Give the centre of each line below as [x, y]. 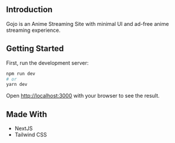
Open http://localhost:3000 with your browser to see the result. [83, 96]
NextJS [24, 128]
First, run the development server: [47, 63]
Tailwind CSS [31, 135]
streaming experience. [33, 30]
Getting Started [35, 49]
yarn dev [17, 85]
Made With [27, 114]
